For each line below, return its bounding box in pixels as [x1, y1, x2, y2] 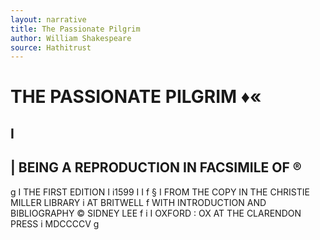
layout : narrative [10, 14, 87, 25]
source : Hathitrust [10, 42, 92, 53]
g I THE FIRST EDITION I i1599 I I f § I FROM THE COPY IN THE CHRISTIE [10, 186, 310, 198]
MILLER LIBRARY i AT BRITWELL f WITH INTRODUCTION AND [10, 196, 267, 208]
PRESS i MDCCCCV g [10, 217, 100, 230]
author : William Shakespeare [10, 33, 132, 43]
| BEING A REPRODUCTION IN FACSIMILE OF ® [10, 159, 302, 176]
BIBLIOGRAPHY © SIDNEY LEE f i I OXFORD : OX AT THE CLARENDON [10, 207, 302, 219]
